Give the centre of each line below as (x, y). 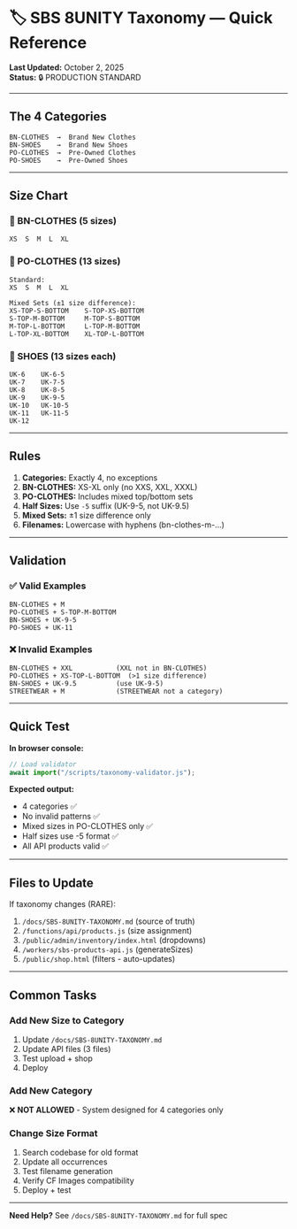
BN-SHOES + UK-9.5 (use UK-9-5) (87, 683)
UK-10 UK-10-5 (39, 406)
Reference (48, 43)
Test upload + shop (57, 1058)
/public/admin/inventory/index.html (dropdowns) (114, 941)
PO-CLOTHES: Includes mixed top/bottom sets (107, 496)
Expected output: (42, 789)
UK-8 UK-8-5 (37, 390)
